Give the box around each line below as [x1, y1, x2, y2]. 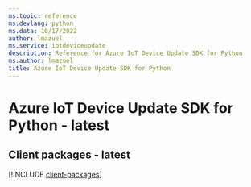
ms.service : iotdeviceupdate [8, 42, 106, 50]
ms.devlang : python [8, 19, 74, 27]
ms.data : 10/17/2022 [8, 27, 78, 35]
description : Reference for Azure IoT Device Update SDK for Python [8, 49, 243, 57]
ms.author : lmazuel [8, 57, 74, 65]
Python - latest [8, 116, 110, 134]
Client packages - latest [8, 148, 131, 162]
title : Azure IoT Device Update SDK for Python [8, 64, 171, 73]
